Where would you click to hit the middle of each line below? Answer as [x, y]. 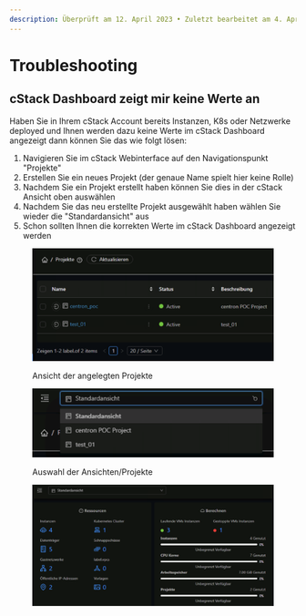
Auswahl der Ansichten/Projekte [92, 472]
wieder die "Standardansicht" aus [86, 216]
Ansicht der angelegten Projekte [92, 375]
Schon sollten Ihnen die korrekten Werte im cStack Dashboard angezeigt [159, 226]
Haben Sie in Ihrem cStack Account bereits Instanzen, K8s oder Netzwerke [150, 121]
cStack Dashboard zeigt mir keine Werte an [135, 99]
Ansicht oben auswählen [69, 197]
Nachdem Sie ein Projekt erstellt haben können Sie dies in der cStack [153, 187]
